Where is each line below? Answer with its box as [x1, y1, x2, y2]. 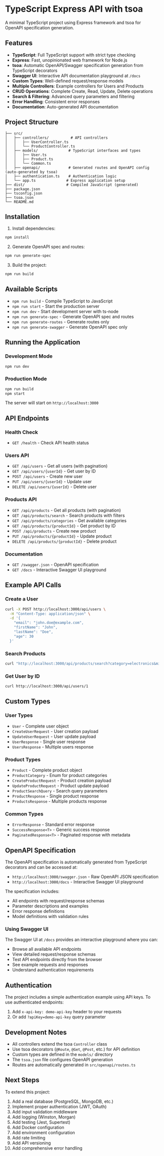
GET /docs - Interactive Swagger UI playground [12, 567, 106, 573]
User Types [5, 712, 33, 719]
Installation [5, 213, 40, 221]
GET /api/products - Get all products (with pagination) [12, 507, 121, 513]
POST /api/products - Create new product [12, 528, 96, 534]
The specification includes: [5, 888, 60, 895]
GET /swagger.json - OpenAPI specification [12, 562, 99, 567]
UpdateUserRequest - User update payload [12, 733, 96, 739]
